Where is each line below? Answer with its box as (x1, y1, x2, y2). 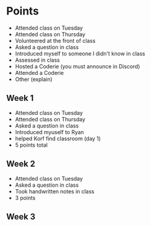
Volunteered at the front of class (14, 37, 95, 44)
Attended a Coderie (14, 69, 64, 76)
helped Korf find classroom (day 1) (14, 135, 101, 142)
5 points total (14, 141, 48, 149)
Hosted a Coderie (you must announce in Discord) (14, 62, 140, 70)
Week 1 (6, 93, 34, 103)
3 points (14, 194, 36, 201)
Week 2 (6, 159, 36, 169)
